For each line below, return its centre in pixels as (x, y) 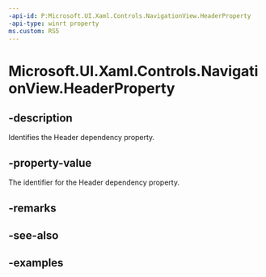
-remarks (32, 208)
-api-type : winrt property (54, 23)
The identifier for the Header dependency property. (94, 182)
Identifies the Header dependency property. (82, 138)
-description (40, 118)
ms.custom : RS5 (34, 31)
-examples (36, 263)
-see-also (34, 235)
